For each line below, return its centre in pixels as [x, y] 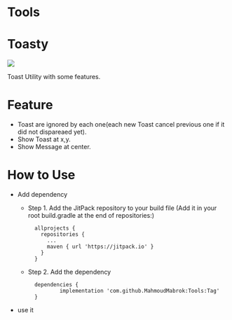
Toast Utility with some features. [54, 77]
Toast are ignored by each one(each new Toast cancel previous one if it [121, 125]
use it [25, 310]
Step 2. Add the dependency [69, 272]
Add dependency [42, 194]
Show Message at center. [54, 147]
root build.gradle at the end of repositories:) [91, 215]
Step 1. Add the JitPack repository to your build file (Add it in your [122, 208]
